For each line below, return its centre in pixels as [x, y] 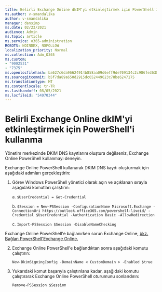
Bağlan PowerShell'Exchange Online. [42, 239]
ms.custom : [16, 59]
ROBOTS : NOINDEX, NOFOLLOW [32, 46]
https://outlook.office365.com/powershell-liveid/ [94, 211]
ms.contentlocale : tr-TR [30, 86]
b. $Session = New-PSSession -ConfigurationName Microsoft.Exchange [81, 206]
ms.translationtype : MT [29, 81]
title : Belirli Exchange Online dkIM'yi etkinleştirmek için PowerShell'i [82, 9]
